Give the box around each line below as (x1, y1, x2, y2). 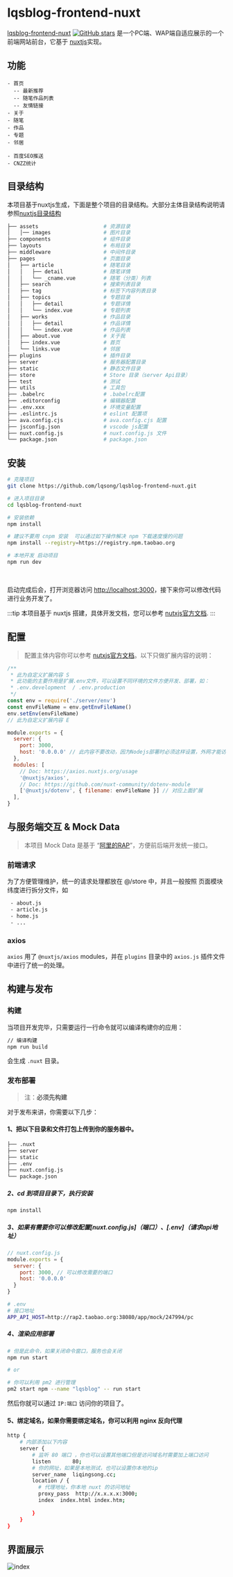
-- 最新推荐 (13, 87, 44, 95)
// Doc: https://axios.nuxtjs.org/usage (19, 768, 138, 775)
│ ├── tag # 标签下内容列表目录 (7, 287, 157, 295)
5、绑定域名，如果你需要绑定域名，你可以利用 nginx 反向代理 (7, 1416, 182, 1425)
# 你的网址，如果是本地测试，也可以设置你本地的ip (32, 1464, 158, 1471)
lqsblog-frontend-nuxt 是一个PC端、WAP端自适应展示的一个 (7, 29, 224, 37)
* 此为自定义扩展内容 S (10, 671, 69, 679)
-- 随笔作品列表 (13, 95, 54, 102)
